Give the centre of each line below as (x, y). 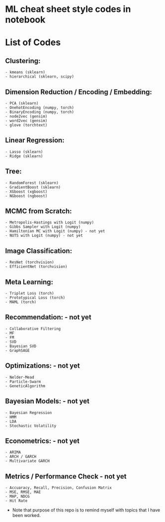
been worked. (27, 516)
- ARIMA (13, 452)
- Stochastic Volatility (31, 426)
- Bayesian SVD (21, 346)
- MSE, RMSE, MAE (23, 492)
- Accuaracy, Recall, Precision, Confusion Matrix (58, 488)
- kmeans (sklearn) (25, 72)
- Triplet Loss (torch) (30, 294)
